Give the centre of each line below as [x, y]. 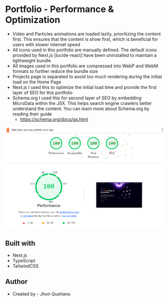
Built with [20, 243]
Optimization [33, 20]
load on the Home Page [37, 82]
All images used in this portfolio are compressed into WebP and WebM [85, 66]
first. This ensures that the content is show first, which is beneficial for [85, 39]
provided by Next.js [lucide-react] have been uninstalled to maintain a [85, 55]
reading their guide [32, 114]
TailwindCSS [26, 266]
